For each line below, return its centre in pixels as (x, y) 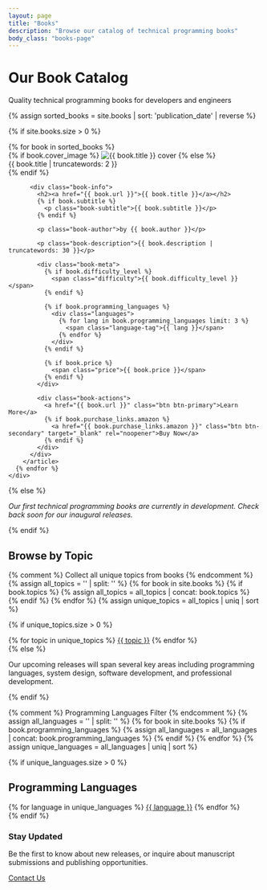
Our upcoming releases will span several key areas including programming (131, 664)
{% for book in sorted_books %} (62, 147)
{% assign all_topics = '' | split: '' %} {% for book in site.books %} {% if (125, 583)
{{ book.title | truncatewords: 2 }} (63, 164)
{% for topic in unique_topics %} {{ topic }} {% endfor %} (103, 640)
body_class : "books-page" (51, 38)
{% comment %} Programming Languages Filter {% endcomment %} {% (128, 713)
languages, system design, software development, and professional (120, 673)
